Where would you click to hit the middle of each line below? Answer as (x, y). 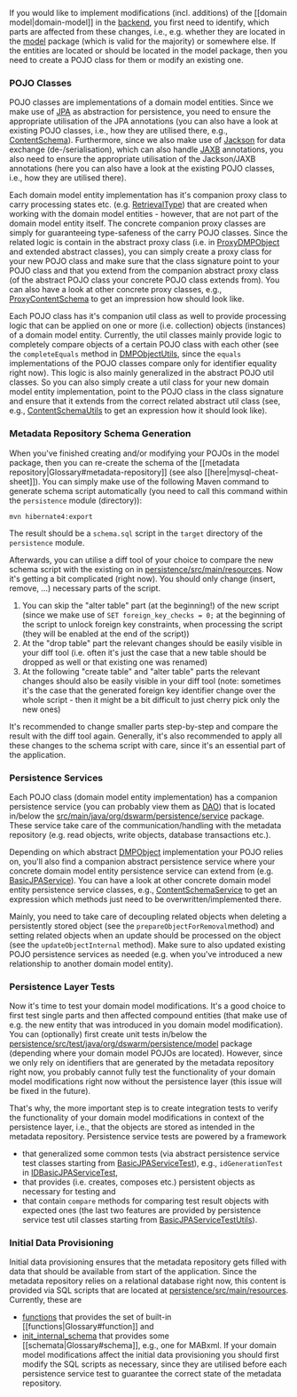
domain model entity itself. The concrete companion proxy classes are (137, 224)
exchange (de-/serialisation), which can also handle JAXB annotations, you (146, 149)
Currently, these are (46, 1300)
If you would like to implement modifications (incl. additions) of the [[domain (148, 13)
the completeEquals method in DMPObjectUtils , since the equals (125, 354)
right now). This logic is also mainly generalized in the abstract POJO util (142, 373)
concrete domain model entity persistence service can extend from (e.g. (141, 871)
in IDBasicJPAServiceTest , (70, 1173)
